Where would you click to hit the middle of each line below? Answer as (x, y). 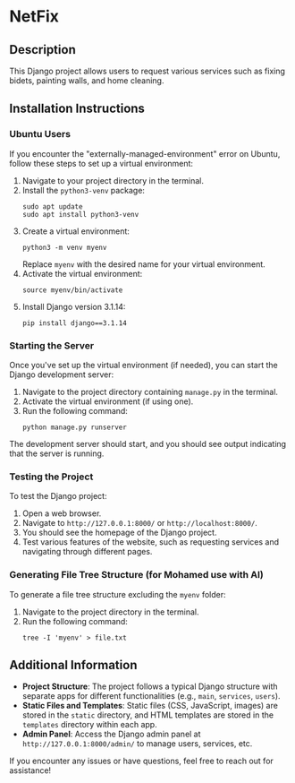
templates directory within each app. (90, 725)
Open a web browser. (62, 513)
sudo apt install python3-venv (80, 214)
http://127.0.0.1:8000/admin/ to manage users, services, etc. (137, 744)
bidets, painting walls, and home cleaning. (87, 81)
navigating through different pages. (87, 552)
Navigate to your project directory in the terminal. (113, 180)
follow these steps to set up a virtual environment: (101, 163)
